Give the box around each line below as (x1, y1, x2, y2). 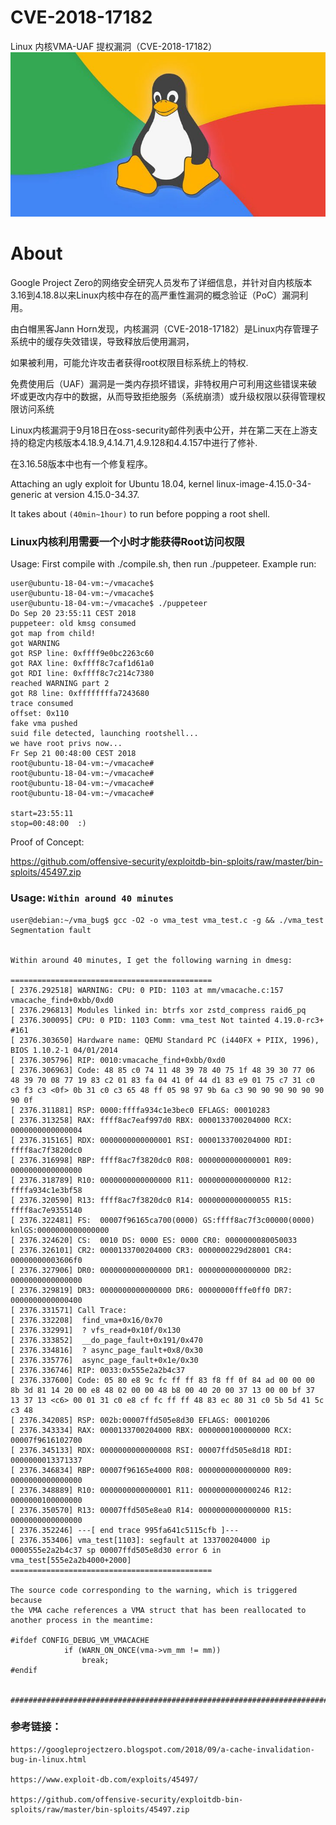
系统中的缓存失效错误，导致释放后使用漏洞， (10, 335, 195, 347)
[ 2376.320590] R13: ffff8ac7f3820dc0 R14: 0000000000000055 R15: (10, 1195, 293, 1205)
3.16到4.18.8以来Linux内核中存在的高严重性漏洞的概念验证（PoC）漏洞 (10, 289, 300, 301)
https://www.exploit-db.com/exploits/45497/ (10, 1774, 199, 1785)
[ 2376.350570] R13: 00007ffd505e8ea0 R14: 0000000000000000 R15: (10, 1505, 293, 1515)
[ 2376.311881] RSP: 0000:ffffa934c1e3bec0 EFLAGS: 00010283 (10, 1105, 271, 1115)
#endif (10, 1665, 38, 1675)
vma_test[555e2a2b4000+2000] (10, 1555, 132, 1565)
